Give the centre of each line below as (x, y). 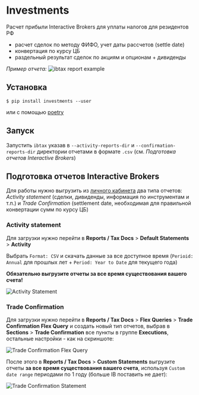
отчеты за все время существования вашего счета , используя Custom (96, 368)
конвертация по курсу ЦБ (47, 50)
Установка (27, 88)
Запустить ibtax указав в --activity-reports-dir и (70, 145)
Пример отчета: (26, 68)
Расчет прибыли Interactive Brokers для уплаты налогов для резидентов (97, 27)
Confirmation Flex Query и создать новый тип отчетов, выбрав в (88, 326)
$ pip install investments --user (49, 101)
